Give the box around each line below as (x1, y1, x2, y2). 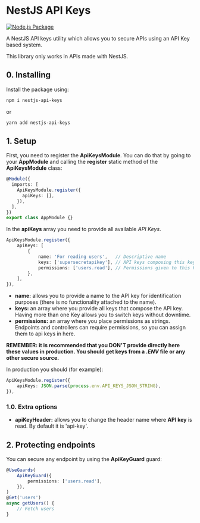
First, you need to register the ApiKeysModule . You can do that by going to (6, 152, 192, 159)
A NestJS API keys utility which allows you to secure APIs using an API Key (6, 35, 190, 42)
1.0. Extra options (6, 403, 58, 411)
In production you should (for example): (6, 366, 104, 373)
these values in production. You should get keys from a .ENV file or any (6, 348, 186, 355)
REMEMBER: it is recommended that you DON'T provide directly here (6, 342, 180, 349)
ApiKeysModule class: (6, 164, 62, 172)
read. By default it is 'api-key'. (14, 422, 88, 429)
